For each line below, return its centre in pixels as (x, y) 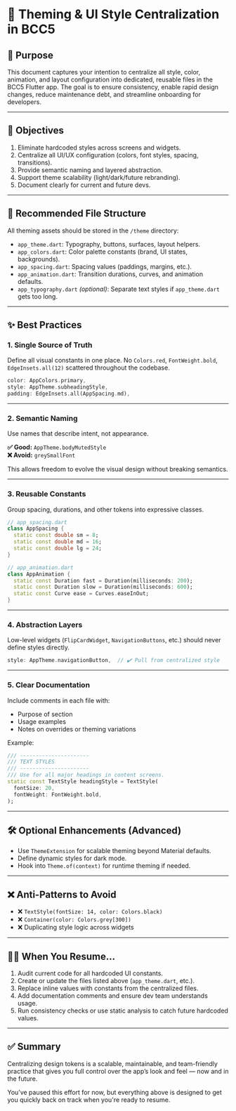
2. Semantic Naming (42, 418)
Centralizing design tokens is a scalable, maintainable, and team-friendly (112, 1063)
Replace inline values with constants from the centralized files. (108, 988)
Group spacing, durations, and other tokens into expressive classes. (106, 509)
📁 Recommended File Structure (77, 214)
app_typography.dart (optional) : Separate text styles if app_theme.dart (118, 289)
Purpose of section (45, 714)
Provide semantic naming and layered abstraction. (90, 170)
